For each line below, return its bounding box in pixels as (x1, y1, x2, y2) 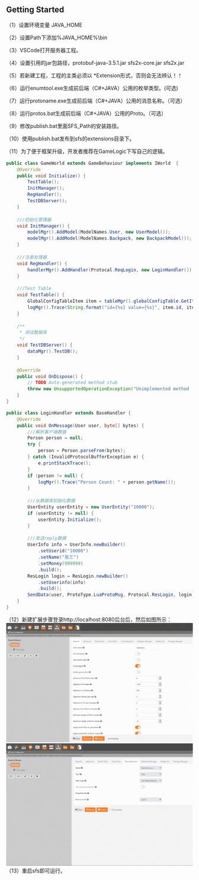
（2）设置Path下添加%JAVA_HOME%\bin (6, 34, 108, 41)
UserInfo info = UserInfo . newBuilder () (27, 542, 126, 548)
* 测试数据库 (19, 329, 47, 335)
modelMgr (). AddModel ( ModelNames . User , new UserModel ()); (27, 229, 171, 235)
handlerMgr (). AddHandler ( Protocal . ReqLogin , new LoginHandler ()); (27, 267, 195, 273)
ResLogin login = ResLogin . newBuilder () (27, 573, 129, 579)
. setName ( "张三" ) (37, 554, 79, 561)
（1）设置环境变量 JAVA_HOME (6, 21, 83, 29)
